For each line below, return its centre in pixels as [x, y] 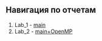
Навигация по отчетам [51, 10]
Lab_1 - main [30, 24]
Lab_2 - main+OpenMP [43, 31]
